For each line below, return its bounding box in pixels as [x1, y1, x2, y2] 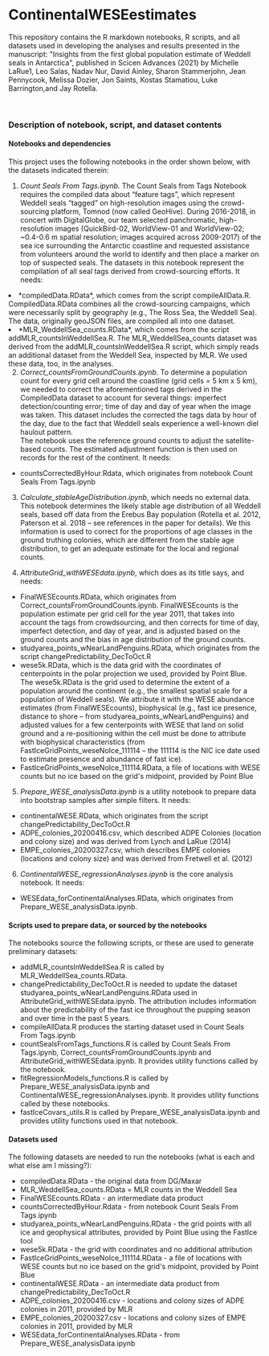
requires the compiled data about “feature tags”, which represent [19, 190, 235, 199]
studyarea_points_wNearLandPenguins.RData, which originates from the [19, 643, 260, 653]
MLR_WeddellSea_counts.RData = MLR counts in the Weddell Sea [19, 1185, 238, 1194]
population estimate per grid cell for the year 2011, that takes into [19, 609, 235, 619]
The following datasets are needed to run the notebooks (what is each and [8, 1152, 255, 1162]
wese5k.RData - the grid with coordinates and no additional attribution [19, 1244, 253, 1255]
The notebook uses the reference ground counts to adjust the [19, 436, 224, 445]
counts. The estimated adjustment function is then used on [43, 444, 238, 454]
